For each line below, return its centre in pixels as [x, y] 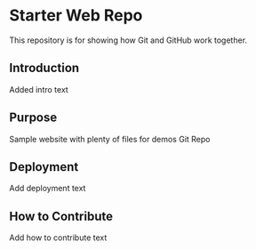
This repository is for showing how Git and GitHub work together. [128, 40]
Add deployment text [48, 189]
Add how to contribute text [58, 238]
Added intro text [39, 89]
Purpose [33, 118]
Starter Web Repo [76, 16]
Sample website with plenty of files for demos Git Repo [110, 139]
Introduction [44, 68]
